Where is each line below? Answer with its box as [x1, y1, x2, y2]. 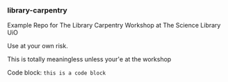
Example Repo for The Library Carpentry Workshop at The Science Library [7, 21, 221, 30]
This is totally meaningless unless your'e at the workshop [7, 55, 172, 63]
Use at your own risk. [7, 42, 68, 50]
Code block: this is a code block [7, 68, 106, 77]
